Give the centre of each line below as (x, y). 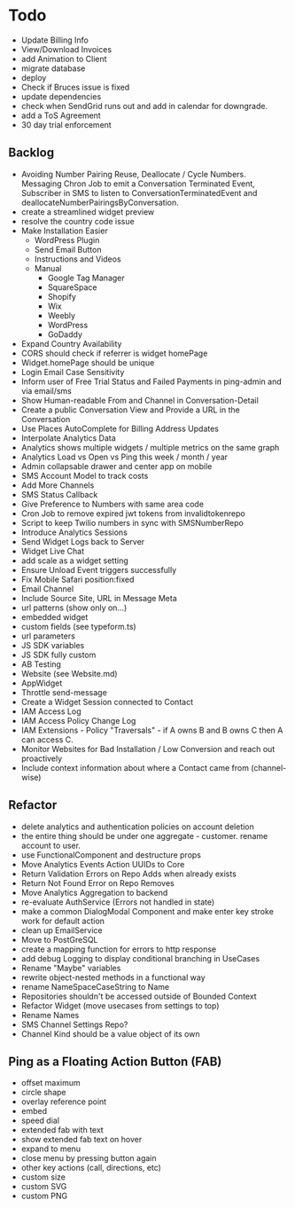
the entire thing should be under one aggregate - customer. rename (144, 835)
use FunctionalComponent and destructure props (111, 855)
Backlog (31, 153)
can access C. (47, 739)
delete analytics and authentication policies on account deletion (137, 827)
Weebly (62, 315)
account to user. (51, 845)
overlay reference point (64, 1102)
